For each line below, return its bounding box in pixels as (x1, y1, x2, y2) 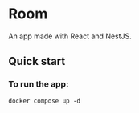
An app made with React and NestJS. (8, 31, 133, 41)
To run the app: (8, 79, 69, 90)
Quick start (8, 54, 66, 68)
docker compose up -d (8, 97, 81, 105)
